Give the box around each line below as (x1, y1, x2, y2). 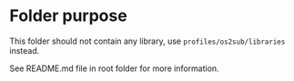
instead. (9, 45, 40, 56)
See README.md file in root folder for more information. (9, 63, 220, 74)
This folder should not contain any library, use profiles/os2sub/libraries (9, 35, 286, 46)
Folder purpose (9, 5, 127, 26)
